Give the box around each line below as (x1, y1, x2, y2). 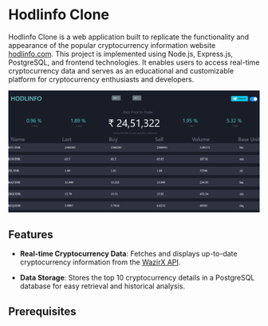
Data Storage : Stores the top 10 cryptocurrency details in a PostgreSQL (19, 273, 255, 283)
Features (8, 228, 53, 241)
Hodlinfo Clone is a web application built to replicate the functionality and (8, 32, 250, 42)
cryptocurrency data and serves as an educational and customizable (8, 66, 234, 75)
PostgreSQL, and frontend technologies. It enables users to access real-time (8, 58, 260, 67)
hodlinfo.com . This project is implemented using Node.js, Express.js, (8, 49, 234, 58)
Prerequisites (8, 304, 77, 318)
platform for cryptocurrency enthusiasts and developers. (8, 74, 195, 84)
